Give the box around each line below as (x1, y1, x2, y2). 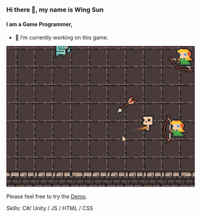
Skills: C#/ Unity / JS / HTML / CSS (6, 205, 94, 212)
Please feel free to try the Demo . (6, 193, 88, 200)
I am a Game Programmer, (6, 21, 73, 28)
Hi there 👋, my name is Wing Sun (6, 5, 104, 14)
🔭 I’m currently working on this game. (15, 34, 109, 41)
